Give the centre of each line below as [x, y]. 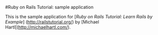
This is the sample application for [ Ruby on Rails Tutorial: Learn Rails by [79, 17]
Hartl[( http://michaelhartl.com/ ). [38, 27]
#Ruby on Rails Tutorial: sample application [49, 7]
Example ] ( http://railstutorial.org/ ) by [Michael [52, 22]
